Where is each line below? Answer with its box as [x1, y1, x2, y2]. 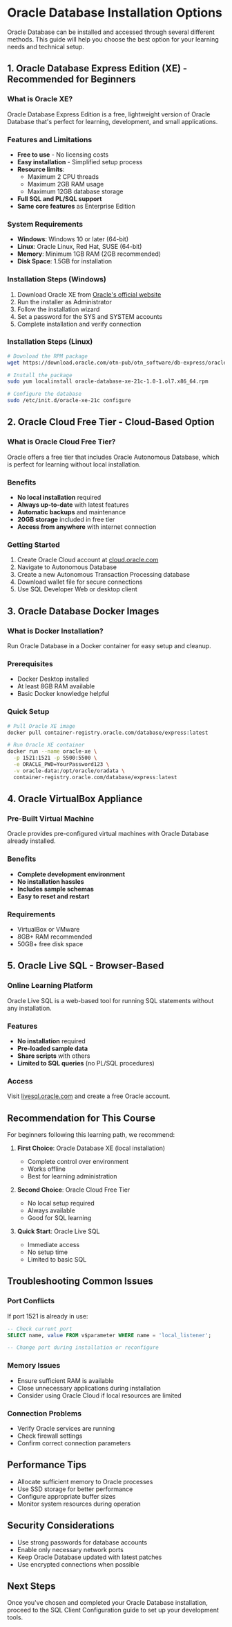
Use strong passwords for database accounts [17, 1538, 147, 1547]
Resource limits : [17, 165, 65, 173]
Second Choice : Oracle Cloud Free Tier [17, 1185, 130, 1194]
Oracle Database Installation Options [7, 5, 222, 21]
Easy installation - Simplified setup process [17, 157, 143, 166]
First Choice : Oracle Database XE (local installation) [17, 1144, 166, 1152]
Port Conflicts [7, 1296, 55, 1306]
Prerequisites [7, 659, 53, 668]
